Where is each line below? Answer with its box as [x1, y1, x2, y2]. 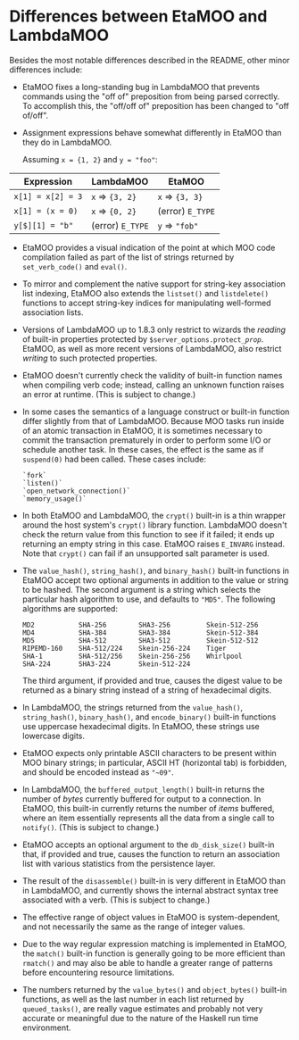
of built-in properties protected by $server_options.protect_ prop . [21, 333, 264, 345]
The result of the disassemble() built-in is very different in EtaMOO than [21, 875, 286, 886]
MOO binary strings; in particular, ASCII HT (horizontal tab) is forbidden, [21, 757, 287, 768]
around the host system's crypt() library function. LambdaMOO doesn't [21, 520, 287, 530]
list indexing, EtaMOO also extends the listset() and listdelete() [21, 287, 270, 298]
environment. [21, 1022, 71, 1033]
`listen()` [21, 478, 63, 487]
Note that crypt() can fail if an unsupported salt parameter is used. [21, 547, 270, 559]
